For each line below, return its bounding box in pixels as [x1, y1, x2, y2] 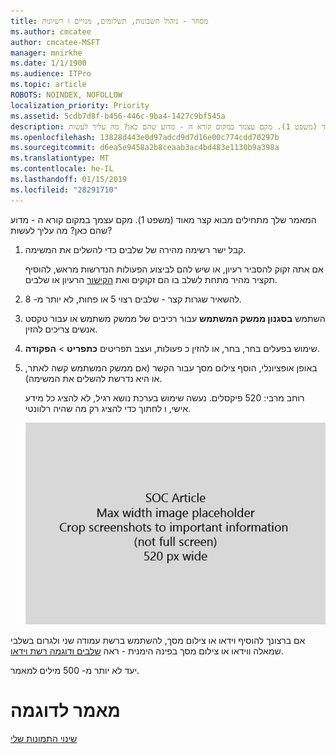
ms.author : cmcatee [10, 26, 92, 37]
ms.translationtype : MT [10, 153, 110, 164]
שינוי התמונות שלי [10, 732, 78, 744]
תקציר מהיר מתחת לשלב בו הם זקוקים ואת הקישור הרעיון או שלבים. [24, 273, 278, 285]
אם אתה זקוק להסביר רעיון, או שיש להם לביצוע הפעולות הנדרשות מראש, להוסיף [24, 263, 324, 275]
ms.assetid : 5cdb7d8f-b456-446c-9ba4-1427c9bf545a [10, 111, 226, 121]
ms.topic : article [10, 80, 87, 90]
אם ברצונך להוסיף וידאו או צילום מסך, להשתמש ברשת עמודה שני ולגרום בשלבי [10, 634, 306, 646]
